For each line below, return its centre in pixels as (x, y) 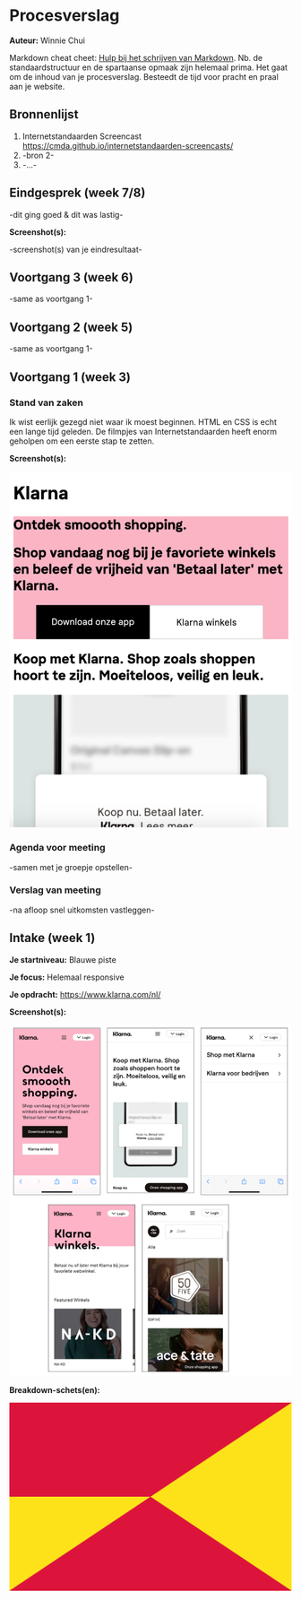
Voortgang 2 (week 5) (71, 327)
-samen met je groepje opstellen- (71, 867)
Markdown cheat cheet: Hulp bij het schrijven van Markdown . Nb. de (136, 57)
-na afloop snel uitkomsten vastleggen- (82, 910)
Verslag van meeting (55, 890)
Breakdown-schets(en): (55, 1389)
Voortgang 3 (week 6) (72, 277)
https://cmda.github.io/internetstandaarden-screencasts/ (128, 145)
